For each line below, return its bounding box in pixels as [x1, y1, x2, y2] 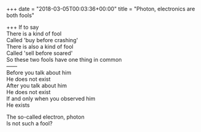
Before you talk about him [6, 69, 72, 76]
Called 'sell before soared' [6, 50, 73, 57]
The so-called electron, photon [6, 113, 85, 120]
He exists [6, 101, 30, 109]
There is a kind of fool [6, 30, 62, 37]
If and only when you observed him [6, 95, 96, 102]
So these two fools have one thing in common [6, 56, 123, 63]
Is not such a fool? [6, 120, 53, 127]
